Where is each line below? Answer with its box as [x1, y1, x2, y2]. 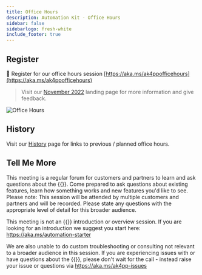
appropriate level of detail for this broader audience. [6, 206, 136, 213]
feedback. [21, 95, 47, 102]
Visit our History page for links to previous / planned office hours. [6, 140, 170, 148]
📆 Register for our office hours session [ [6, 70, 106, 77]
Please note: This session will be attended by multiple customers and [6, 193, 179, 200]
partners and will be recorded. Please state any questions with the [6, 200, 172, 207]
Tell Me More [6, 158, 56, 168]
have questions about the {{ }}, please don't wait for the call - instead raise [6, 256, 192, 263]
